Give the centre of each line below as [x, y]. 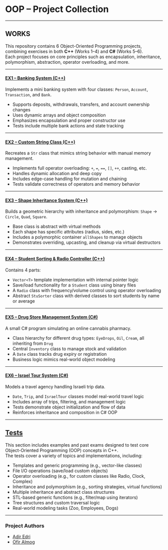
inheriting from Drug [33, 343]
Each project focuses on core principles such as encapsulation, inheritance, [83, 57]
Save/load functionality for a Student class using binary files [74, 285]
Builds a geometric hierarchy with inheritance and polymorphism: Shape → [81, 211]
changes [21, 109]
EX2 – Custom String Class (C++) [40, 142]
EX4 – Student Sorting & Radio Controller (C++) [55, 258]
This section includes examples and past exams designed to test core [77, 445]
